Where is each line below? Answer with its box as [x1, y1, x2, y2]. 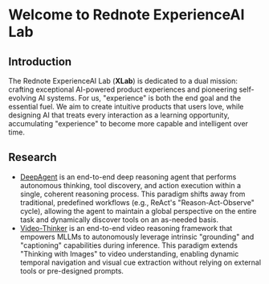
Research [8, 150, 58, 164]
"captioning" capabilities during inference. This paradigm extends [19, 240, 238, 250]
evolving [8, 93, 37, 102]
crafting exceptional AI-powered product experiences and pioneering [8, 84, 238, 94]
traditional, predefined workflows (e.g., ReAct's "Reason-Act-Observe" [19, 197, 255, 207]
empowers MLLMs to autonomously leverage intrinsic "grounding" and [19, 232, 255, 241]
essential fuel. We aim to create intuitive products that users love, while [8, 102, 244, 111]
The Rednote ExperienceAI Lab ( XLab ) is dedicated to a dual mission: [8, 76, 238, 85]
